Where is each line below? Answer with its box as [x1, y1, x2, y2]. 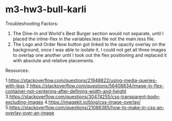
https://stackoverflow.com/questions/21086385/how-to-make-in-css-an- [9, 104, 165, 110]
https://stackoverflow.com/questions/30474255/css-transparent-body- [9, 93, 161, 100]
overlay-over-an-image [5, 110, 55, 116]
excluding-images [5, 99, 44, 105]
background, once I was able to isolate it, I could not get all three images [12, 46, 166, 53]
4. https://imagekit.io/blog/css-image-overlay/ [44, 99, 141, 105]
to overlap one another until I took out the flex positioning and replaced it [12, 52, 167, 58]
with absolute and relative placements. [12, 57, 95, 63]
